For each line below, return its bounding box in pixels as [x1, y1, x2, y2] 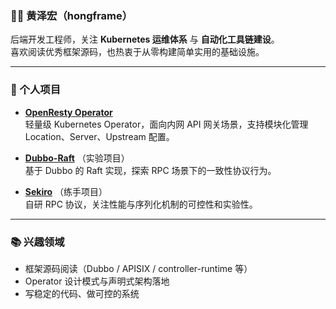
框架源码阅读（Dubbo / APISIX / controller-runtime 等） [24, 262, 253, 274]
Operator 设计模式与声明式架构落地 [24, 275, 170, 287]
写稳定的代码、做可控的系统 [24, 287, 140, 299]
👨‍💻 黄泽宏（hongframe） [10, 8, 133, 22]
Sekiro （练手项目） [24, 185, 108, 197]
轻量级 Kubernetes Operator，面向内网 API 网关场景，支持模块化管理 [24, 118, 309, 130]
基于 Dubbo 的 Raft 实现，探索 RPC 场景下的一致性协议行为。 [24, 164, 277, 176]
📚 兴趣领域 [10, 235, 65, 249]
